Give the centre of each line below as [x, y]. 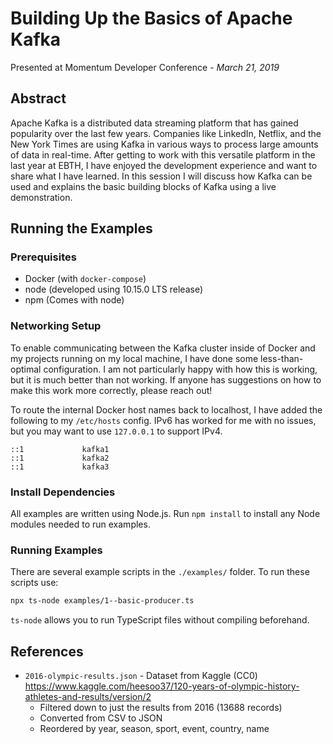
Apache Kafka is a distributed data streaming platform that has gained [154, 123]
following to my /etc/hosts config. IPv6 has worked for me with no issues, [163, 420]
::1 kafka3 [60, 467]
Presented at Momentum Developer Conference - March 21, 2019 [145, 67]
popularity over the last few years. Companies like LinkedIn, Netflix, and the [166, 133]
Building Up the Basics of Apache [151, 18]
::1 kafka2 [60, 458]
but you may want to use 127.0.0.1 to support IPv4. [116, 431]
